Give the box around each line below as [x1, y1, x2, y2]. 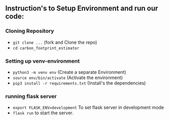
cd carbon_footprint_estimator [12, 46, 80, 51]
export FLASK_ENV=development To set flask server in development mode [12, 105, 164, 111]
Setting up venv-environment [5, 57, 80, 65]
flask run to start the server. [12, 110, 74, 116]
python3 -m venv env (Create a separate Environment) [12, 69, 127, 75]
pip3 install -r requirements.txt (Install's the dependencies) [12, 79, 146, 86]
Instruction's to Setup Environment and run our [5, 4, 158, 13]
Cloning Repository [5, 28, 55, 35]
